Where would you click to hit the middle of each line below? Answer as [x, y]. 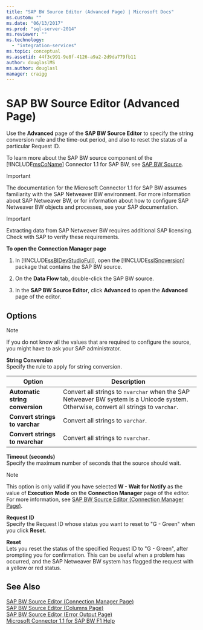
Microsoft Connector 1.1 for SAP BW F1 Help [61, 620]
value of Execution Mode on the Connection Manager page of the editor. [98, 493]
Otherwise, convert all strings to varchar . [121, 407]
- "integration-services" [44, 46]
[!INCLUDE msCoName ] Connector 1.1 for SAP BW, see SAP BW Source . [95, 165]
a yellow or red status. [34, 568]
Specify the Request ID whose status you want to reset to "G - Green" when [101, 524]
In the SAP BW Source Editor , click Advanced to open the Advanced [101, 290]
